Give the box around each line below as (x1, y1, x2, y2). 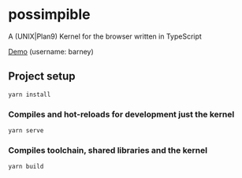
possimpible (8, 6, 91, 24)
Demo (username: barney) (8, 46, 95, 56)
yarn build (8, 163, 44, 171)
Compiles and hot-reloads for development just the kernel (8, 109, 235, 120)
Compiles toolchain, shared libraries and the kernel (8, 144, 207, 155)
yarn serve (8, 127, 44, 135)
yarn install (8, 91, 51, 98)
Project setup (8, 69, 76, 83)
